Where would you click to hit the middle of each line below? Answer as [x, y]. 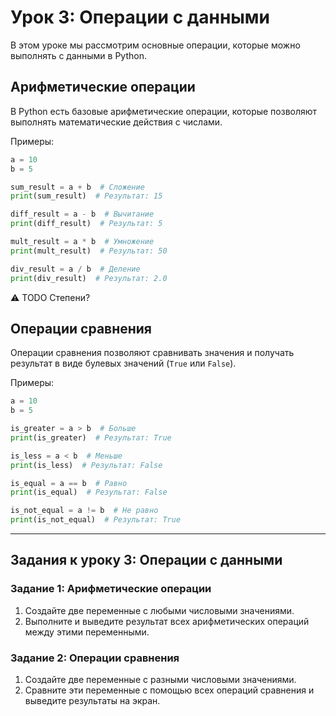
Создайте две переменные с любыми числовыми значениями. [159, 610]
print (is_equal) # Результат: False [89, 492]
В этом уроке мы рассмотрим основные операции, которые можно [155, 45]
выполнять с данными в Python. [78, 55]
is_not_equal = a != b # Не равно [84, 511]
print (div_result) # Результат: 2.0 [89, 278]
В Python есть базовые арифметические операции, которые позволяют [164, 111]
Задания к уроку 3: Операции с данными [146, 560]
